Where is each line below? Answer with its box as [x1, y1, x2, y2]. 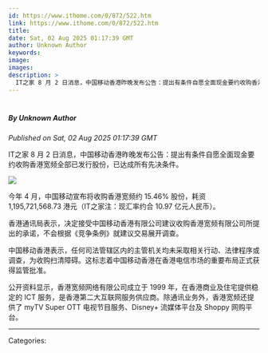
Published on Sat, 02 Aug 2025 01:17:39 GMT [8, 133, 158, 143]
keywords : [8, 49, 41, 57]
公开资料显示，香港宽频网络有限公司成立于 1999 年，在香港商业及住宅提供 [8, 283, 252, 292]
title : [8, 26, 30, 34]
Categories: [8, 336, 47, 346]
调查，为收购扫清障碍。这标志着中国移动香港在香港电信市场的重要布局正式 [8, 256, 253, 265]
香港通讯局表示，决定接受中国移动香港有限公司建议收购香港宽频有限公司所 [8, 219, 253, 228]
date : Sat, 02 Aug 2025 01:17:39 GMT [8, 34, 134, 42]
